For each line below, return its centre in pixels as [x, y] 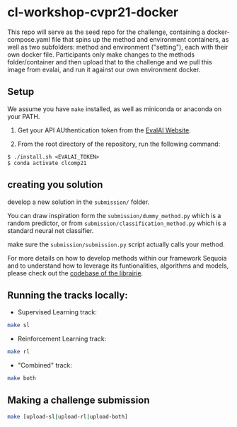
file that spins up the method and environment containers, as [140, 39]
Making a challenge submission [79, 400]
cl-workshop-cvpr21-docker [93, 12]
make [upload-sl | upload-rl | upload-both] [68, 416]
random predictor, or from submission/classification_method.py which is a [117, 223]
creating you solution [55, 185]
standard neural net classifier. [51, 230]
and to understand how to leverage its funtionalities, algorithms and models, [118, 266]
